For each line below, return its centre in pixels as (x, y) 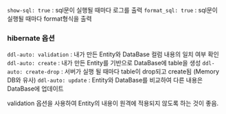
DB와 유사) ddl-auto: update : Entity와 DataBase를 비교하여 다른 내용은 (105, 80)
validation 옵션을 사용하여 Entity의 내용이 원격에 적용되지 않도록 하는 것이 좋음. (113, 103)
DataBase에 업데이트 (35, 89)
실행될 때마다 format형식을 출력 (49, 19)
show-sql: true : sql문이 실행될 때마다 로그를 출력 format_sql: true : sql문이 (113, 10)
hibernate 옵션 (31, 38)
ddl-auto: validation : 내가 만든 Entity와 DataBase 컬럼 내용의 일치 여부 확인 (113, 54)
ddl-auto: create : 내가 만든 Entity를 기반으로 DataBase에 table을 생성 (104, 63)
